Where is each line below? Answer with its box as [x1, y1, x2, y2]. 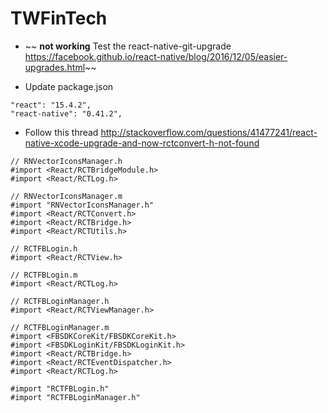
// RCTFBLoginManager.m [10, 322, 110, 332]
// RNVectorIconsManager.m [10, 191, 123, 201]
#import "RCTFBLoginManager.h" [10, 392, 141, 402]
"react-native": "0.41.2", [10, 108, 123, 119]
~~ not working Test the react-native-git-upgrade [24, 40, 232, 52]
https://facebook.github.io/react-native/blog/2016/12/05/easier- [24, 50, 288, 62]
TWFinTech [10, 7, 108, 30]
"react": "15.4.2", [10, 100, 92, 110]
